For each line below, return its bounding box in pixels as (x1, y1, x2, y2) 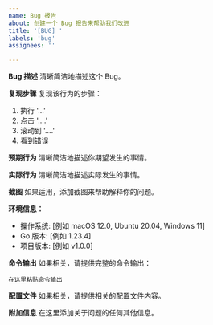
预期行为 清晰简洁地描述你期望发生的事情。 (8, 153, 151, 163)
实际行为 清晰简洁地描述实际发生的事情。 (8, 170, 145, 180)
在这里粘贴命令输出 (8, 276, 63, 284)
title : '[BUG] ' (8, 26, 63, 35)
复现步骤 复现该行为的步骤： (8, 89, 102, 99)
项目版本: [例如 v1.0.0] (19, 242, 94, 251)
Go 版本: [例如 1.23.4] (19, 231, 92, 241)
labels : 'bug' (8, 34, 56, 43)
